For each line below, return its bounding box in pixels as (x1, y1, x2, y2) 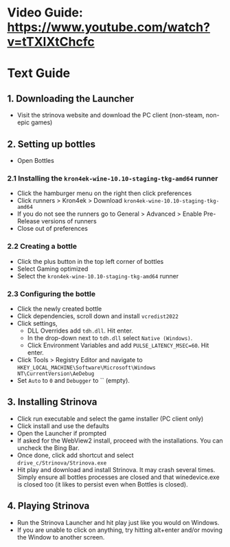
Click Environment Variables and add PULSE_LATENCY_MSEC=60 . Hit (27, 341, 209, 349)
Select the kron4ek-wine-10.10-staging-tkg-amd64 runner (16, 271, 179, 280)
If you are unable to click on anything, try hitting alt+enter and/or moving (16, 526, 223, 534)
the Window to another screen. (16, 533, 105, 541)
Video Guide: (7, 5, 84, 21)
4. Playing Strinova (7, 500, 90, 512)
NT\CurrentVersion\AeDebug (16, 370, 95, 377)
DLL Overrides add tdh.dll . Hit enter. (27, 326, 134, 335)
